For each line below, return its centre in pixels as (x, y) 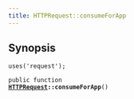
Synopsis (32, 48)
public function (35, 81)
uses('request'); (37, 66)
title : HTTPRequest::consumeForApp (67, 16)
